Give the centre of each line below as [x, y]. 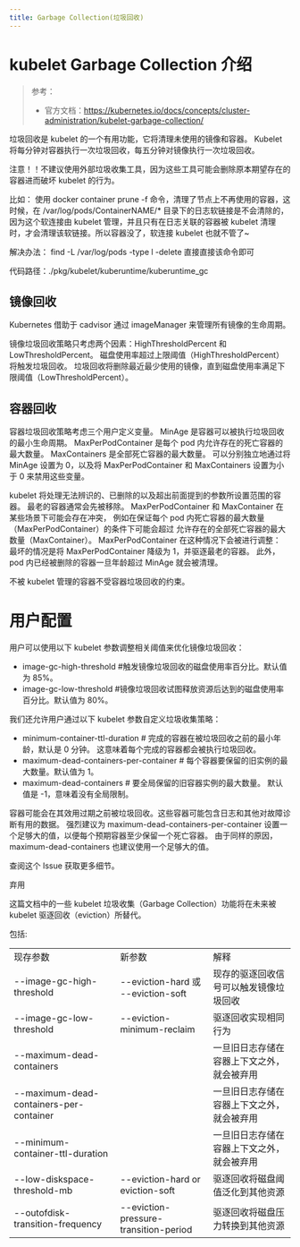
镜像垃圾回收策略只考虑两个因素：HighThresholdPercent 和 [118, 344]
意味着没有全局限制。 [94, 794]
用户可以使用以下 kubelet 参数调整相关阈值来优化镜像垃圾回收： [127, 648]
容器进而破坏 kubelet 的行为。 [64, 180]
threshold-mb [43, 1191]
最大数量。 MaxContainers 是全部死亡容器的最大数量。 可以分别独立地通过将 [150, 454]
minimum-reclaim [158, 1029]
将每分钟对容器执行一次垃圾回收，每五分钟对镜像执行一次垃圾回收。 [134, 149]
